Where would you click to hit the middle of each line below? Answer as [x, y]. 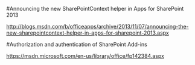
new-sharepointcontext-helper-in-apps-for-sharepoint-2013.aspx [88, 33]
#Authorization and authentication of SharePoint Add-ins [77, 44]
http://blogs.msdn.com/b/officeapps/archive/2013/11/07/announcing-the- [97, 27]
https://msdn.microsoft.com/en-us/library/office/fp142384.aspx [85, 56]
